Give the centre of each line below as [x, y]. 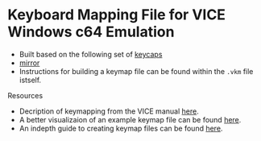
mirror [29, 63]
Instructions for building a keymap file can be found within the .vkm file [136, 71]
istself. [30, 80]
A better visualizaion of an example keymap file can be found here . [130, 119]
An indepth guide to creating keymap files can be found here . [121, 128]
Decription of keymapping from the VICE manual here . [109, 111]
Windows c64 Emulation [91, 32]
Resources [25, 95]
